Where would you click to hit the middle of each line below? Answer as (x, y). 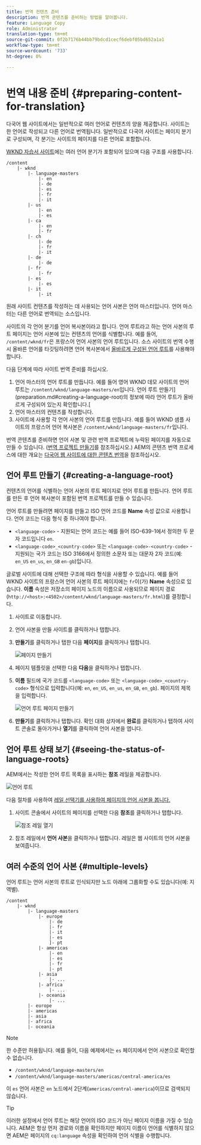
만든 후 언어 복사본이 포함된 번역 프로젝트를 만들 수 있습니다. (83, 498)
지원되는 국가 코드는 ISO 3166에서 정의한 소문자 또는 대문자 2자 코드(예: (98, 554)
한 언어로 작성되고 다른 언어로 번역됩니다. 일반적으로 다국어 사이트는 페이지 (93, 131)
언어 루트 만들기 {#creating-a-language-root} (90, 475)
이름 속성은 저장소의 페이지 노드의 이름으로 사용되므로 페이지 (94, 589)
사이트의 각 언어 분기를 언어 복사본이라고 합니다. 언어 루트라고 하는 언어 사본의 (97, 326)
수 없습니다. (20, 1058)
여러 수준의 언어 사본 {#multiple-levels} (77, 866)
